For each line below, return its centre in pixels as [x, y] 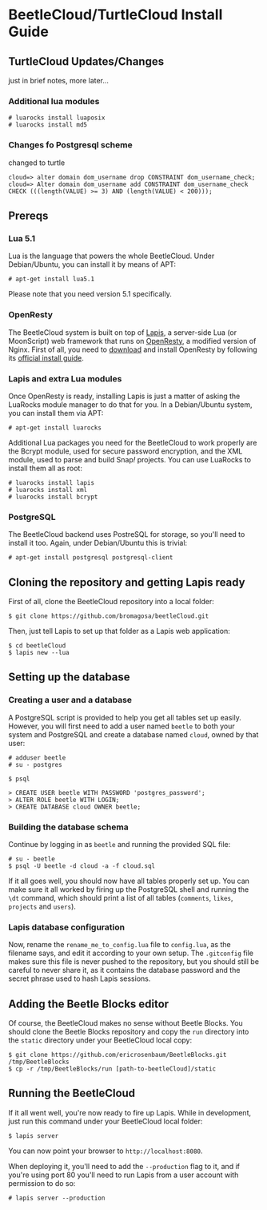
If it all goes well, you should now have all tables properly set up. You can [129, 881]
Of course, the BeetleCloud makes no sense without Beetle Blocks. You [126, 1023]
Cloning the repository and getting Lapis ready [127, 582]
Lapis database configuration [67, 927]
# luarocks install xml [48, 490]
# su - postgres [35, 764]
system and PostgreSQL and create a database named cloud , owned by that [133, 734]
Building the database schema [69, 827]
